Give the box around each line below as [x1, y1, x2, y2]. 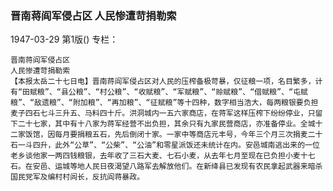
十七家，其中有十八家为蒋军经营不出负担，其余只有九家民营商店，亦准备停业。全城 [24, 119, 316, 129]
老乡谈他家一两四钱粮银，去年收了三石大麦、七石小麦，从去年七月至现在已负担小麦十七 [10, 151, 316, 161]
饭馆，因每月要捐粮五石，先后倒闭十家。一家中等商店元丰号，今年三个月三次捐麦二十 [24, 130, 323, 140]
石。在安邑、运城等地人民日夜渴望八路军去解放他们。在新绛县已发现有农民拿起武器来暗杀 [10, 162, 323, 172]
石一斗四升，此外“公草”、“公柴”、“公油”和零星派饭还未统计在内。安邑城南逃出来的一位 [10, 140, 320, 151]
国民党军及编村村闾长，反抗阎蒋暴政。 [10, 172, 145, 182]
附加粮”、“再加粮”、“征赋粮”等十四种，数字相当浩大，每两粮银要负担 [72, 98, 319, 108]
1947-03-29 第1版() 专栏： [10, 33, 119, 46]
